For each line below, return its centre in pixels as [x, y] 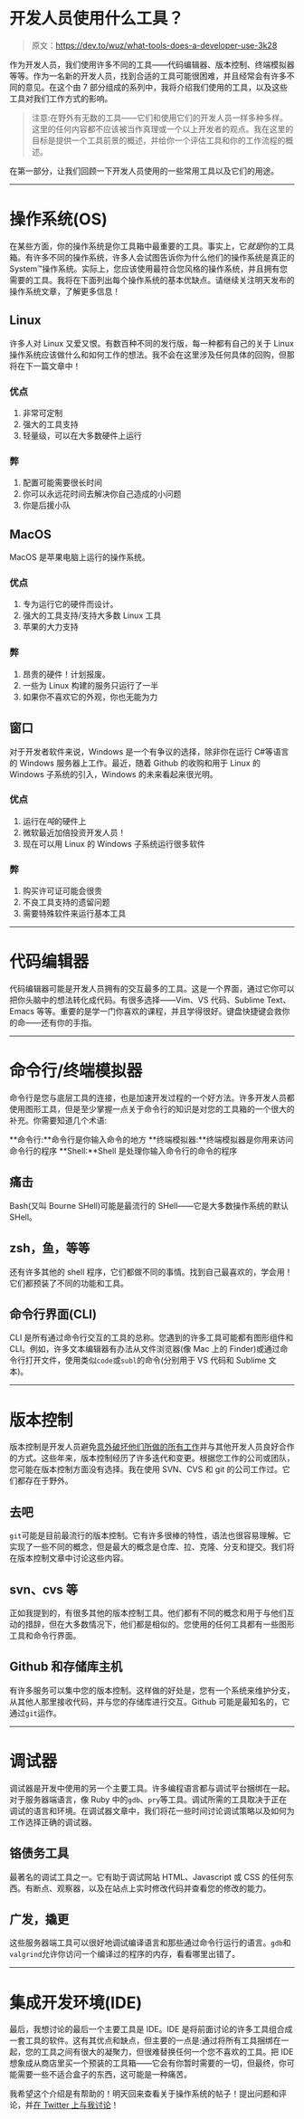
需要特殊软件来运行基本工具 [74, 914]
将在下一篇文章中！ [45, 366]
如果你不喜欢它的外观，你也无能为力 [90, 697]
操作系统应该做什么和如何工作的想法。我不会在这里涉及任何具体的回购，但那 [152, 355]
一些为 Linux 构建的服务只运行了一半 [90, 685]
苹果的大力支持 [50, 627]
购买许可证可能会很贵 [62, 891]
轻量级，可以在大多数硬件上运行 [82, 435]
